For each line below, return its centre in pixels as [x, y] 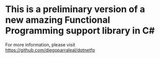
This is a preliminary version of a [75, 9]
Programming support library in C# [80, 31]
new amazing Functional [58, 20]
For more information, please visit [40, 44]
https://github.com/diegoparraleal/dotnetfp [50, 50]
